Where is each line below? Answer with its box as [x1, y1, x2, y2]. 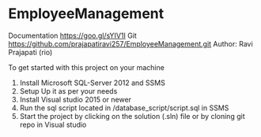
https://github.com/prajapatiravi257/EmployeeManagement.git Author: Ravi [8, 39, 253, 48]
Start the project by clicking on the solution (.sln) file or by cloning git [19, 111, 245, 120]
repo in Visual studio [19, 120, 87, 129]
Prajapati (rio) [8, 47, 53, 57]
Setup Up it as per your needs [19, 86, 118, 95]
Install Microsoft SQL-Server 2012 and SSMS [19, 78, 166, 87]
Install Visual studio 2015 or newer [19, 94, 132, 104]
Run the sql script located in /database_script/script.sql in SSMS [19, 103, 229, 113]
